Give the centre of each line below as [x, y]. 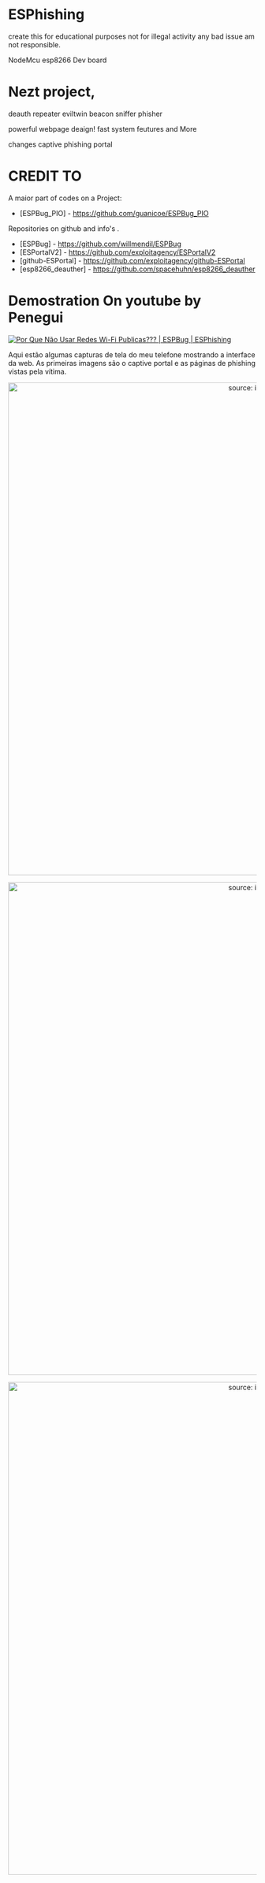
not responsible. [34, 44]
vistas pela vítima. [37, 371]
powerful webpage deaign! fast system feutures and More [103, 129]
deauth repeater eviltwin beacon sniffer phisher [86, 114]
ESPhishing [47, 15]
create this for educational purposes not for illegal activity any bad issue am [131, 36]
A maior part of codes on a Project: [65, 198]
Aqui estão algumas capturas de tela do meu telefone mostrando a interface [132, 354]
